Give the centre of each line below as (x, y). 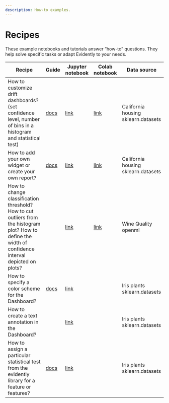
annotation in (23, 322)
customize (20, 88)
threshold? (20, 205)
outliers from (23, 217)
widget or (19, 165)
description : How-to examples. (38, 10)
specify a (19, 282)
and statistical (24, 138)
